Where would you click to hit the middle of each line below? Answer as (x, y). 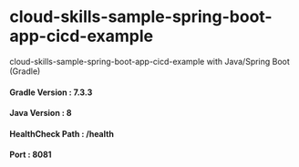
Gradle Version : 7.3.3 (51, 92)
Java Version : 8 (41, 113)
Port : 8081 (31, 155)
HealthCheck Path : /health (62, 133)
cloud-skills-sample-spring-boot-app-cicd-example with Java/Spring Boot (149, 61)
